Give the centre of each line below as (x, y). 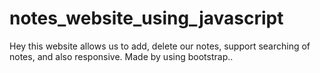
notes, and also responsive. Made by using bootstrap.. (121, 56)
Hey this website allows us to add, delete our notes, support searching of (160, 46)
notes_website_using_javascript (146, 18)
